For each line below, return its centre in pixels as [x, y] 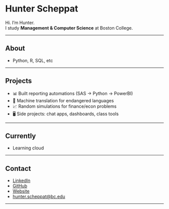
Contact [18, 168]
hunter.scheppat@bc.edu [39, 196]
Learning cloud [28, 148]
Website [21, 191]
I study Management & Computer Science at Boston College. [69, 28]
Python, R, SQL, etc [33, 60]
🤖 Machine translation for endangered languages [63, 100]
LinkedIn [21, 180]
